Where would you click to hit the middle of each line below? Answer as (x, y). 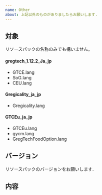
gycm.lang (23, 133)
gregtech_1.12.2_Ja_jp (28, 61)
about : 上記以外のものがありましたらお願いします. (51, 15)
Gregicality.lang (28, 106)
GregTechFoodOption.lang (39, 139)
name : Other (17, 10)
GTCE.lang (23, 72)
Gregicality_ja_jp (23, 94)
